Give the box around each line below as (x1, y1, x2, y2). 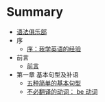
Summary (6, 4, 63, 20)
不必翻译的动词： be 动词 (26, 87, 98, 96)
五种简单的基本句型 (26, 79, 82, 87)
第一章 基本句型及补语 (16, 70, 79, 79)
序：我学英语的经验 (26, 44, 82, 53)
